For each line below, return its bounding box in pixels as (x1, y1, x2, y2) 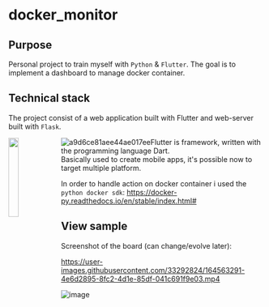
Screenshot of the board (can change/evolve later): (60, 241, 233, 250)
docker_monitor (8, 6, 118, 24)
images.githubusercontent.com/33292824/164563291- (60, 265, 246, 275)
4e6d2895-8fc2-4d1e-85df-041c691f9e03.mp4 (60, 274, 220, 284)
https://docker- (126, 187, 177, 197)
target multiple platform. (60, 163, 142, 173)
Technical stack (8, 92, 91, 105)
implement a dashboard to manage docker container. (8, 68, 186, 78)
